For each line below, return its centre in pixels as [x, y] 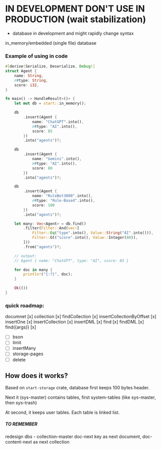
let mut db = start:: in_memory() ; [50, 103]
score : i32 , [27, 85]
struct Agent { [21, 71]
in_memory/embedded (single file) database [51, 43]
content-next [19, 442]
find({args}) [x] [21, 327]
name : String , [29, 76]
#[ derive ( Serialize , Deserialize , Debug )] [50, 66]
